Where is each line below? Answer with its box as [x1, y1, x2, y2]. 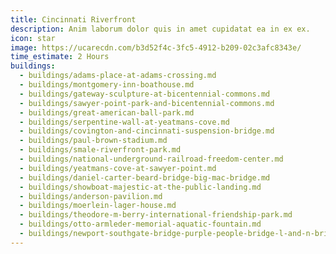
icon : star [10, 33, 56, 43]
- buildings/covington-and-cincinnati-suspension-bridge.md [19, 126, 275, 136]
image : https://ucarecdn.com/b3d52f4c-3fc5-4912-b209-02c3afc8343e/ [10, 42, 302, 53]
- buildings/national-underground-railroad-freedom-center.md [19, 154, 284, 164]
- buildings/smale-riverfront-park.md [19, 145, 182, 155]
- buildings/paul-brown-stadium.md [19, 136, 168, 146]
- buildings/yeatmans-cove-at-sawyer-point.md [19, 163, 217, 173]
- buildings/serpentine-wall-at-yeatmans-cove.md [19, 117, 230, 127]
